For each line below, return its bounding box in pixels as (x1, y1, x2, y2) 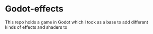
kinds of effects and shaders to (5, 24, 68, 30)
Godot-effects (5, 3, 64, 14)
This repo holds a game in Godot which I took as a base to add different (5, 19, 148, 25)
